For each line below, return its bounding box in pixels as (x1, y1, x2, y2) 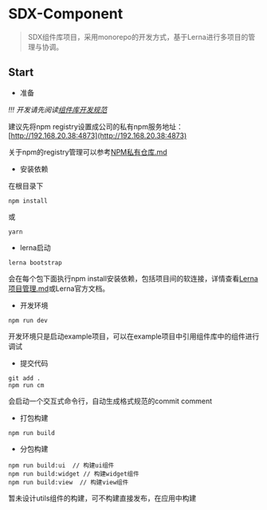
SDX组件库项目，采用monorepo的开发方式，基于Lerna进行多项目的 (27, 32, 249, 41)
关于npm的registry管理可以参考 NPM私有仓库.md (8, 147, 167, 156)
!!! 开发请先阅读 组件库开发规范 (8, 104, 108, 114)
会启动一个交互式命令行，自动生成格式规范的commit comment (8, 396, 213, 406)
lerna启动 (19, 242, 51, 252)
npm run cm (8, 381, 45, 389)
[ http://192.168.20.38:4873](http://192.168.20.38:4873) (8, 131, 187, 140)
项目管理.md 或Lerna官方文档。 (8, 284, 110, 293)
